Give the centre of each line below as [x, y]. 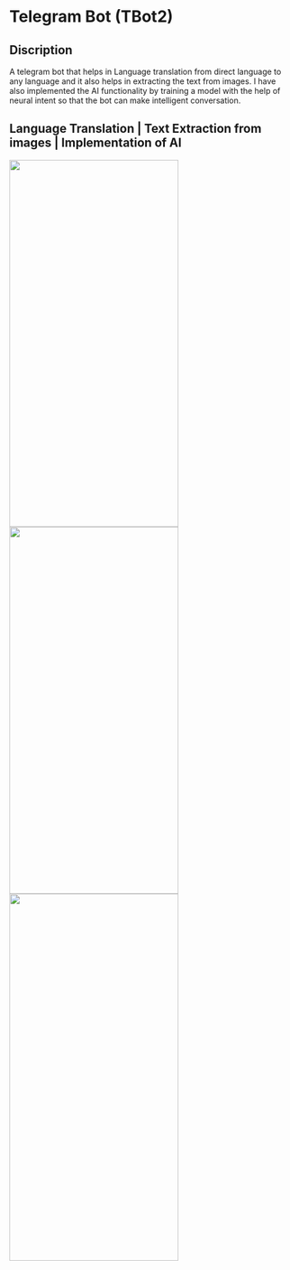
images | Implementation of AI [95, 143]
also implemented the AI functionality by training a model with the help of [145, 91]
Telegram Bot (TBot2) [91, 17]
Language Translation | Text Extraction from [136, 129]
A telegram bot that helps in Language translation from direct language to [145, 71]
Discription [41, 50]
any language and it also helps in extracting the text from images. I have [143, 81]
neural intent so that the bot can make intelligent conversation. [125, 100]
